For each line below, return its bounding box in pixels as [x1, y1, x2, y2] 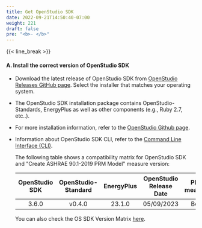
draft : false [6, 25, 39, 32]
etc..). [14, 112, 30, 119]
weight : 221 [6, 20, 36, 26]
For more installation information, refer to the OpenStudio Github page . [14, 124, 191, 131]
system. [14, 88, 35, 95]
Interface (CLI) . [14, 142, 53, 150]
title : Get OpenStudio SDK [6, 8, 74, 15]
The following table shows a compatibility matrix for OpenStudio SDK [14, 154, 186, 161]
